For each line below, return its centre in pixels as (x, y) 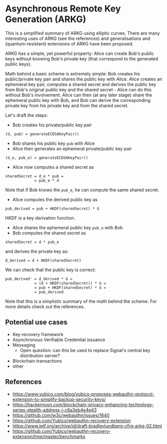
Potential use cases (36, 322)
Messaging (24, 345)
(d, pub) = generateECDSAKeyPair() (42, 134)
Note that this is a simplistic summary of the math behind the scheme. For (81, 301)
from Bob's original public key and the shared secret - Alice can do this (78, 89)
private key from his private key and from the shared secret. (67, 105)
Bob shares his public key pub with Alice (53, 143)
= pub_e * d (46, 180)
